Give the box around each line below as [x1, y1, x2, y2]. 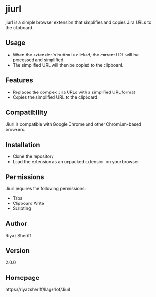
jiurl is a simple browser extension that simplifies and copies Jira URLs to [5, 19, 152, 25]
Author [5, 220, 27, 228]
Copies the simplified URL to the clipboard [12, 94, 98, 100]
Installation [5, 140, 40, 149]
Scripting [12, 205, 31, 211]
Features [5, 76, 33, 85]
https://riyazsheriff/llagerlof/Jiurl [5, 286, 70, 293]
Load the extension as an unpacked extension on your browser [12, 159, 139, 165]
